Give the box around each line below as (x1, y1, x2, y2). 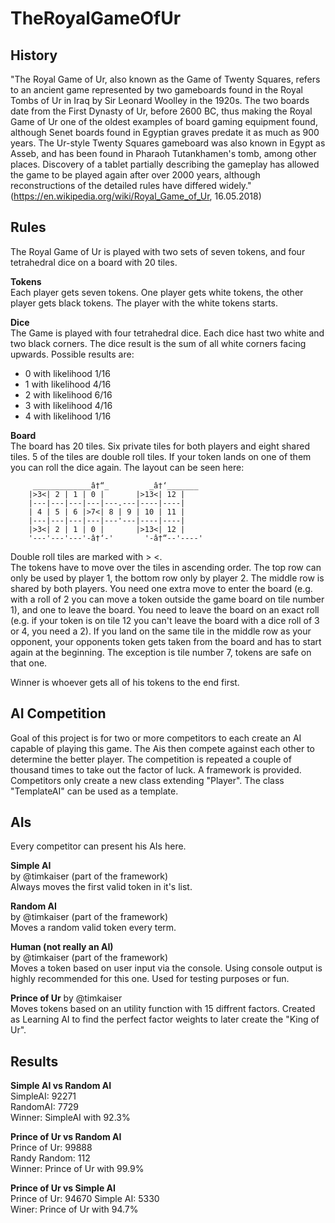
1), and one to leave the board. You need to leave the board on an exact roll (10, 603, 320, 616)
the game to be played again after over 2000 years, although (10, 169, 261, 181)
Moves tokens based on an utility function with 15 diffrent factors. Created (10, 1003, 316, 1015)
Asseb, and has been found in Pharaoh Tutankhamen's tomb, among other (10, 148, 317, 159)
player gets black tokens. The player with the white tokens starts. (10, 297, 279, 309)
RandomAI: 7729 (10, 1101, 80, 1113)
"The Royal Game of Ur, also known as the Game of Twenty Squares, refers (10, 73, 321, 85)
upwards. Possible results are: (10, 348, 135, 360)
